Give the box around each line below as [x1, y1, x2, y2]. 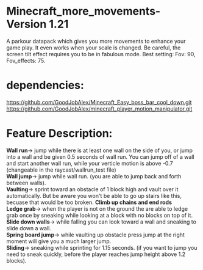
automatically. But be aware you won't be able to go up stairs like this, [6, 192, 182, 199]
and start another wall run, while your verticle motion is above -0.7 [6, 159, 173, 167]
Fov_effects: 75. [6, 57, 46, 64]
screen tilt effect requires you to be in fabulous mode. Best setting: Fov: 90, [6, 50, 196, 57]
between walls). [6, 179, 46, 186]
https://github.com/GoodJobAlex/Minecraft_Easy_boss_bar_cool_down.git [6, 98, 192, 106]
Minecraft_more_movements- [6, 4, 161, 18]
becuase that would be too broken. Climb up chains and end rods [6, 199, 173, 206]
